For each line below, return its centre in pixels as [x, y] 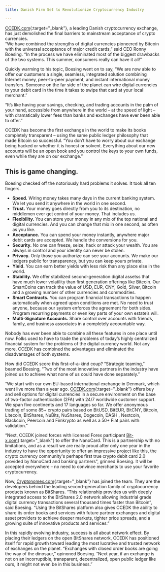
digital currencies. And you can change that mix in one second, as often [85, 224]
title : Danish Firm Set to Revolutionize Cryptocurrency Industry [75, 10]
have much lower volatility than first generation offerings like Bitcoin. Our [86, 282]
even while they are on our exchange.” [44, 156]
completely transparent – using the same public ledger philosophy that [77, 135]
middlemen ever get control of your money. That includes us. [74, 214]
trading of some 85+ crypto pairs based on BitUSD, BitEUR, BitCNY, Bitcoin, [82, 410]
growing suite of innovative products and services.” [57, 523]
